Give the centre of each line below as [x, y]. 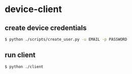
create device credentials [46, 28]
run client [20, 55]
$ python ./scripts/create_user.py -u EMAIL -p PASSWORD [66, 39]
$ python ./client [24, 66]
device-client [33, 9]
